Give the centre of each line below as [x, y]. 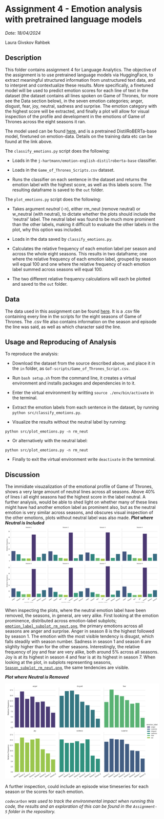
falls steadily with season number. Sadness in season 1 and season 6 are [78, 641]
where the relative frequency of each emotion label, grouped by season [84, 259]
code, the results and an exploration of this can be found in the [69, 806]
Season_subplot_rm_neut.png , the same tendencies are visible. [67, 668]
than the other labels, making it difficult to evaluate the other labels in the [85, 224]
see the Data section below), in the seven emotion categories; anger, [74, 101]
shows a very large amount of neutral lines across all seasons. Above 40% [80, 492]
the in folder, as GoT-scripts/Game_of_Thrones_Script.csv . [71, 368]
